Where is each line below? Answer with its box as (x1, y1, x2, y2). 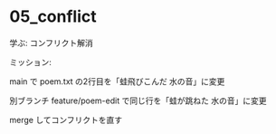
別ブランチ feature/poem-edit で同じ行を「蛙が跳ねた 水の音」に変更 (9, 95, 267, 106)
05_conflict (9, 6, 97, 27)
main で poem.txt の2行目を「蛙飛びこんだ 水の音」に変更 (9, 75, 225, 87)
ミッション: (9, 56, 52, 67)
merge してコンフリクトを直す (9, 114, 123, 125)
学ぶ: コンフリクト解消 (9, 37, 93, 48)
